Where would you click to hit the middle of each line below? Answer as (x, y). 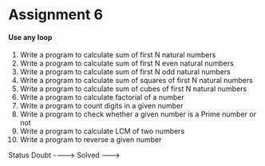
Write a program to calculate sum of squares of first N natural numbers (136, 81)
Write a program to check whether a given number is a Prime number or (138, 114)
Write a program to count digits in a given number (101, 106)
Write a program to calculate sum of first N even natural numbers (127, 63)
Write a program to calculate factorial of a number (102, 97)
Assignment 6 (56, 15)
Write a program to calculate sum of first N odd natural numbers (125, 72)
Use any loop (30, 37)
